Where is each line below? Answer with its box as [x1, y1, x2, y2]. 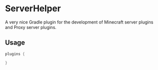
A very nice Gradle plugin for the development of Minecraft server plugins [5, 19, 154, 25]
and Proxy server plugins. [5, 24, 57, 30]
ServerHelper [5, 3, 61, 14]
